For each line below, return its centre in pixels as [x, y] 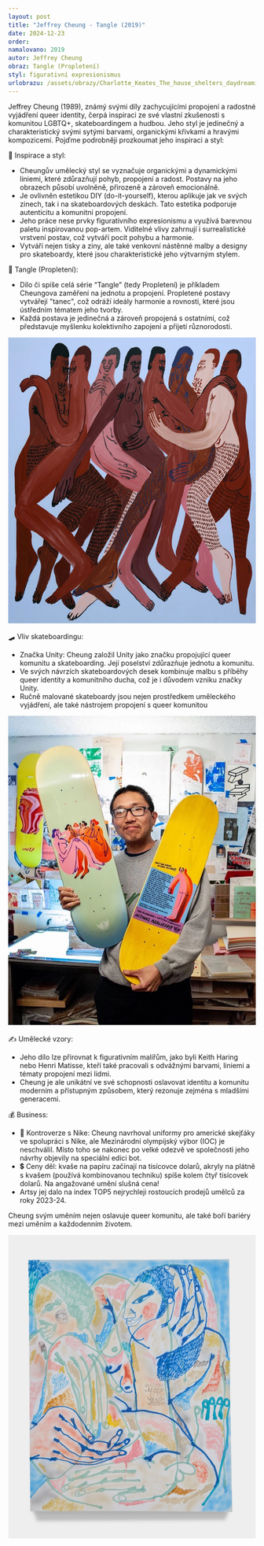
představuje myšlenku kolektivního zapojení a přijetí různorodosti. [126, 326]
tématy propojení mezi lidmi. [65, 1074]
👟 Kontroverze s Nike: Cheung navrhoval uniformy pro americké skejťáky [137, 1133]
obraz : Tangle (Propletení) [54, 67]
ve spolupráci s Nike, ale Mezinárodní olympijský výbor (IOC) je [122, 1141]
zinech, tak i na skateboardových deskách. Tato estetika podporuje [128, 204]
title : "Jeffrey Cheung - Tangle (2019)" [77, 25]
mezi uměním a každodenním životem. [70, 1223]
